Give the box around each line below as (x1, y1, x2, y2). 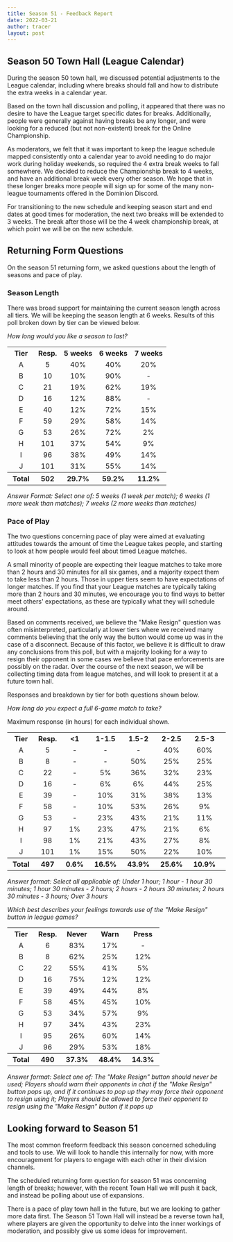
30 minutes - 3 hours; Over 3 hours (7, 892, 108, 900)
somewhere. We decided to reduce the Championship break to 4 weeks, (7, 167, 214, 176)
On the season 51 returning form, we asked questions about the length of (7, 263, 216, 272)
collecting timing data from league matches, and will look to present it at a (7, 670, 218, 678)
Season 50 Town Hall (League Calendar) (7, 55, 185, 67)
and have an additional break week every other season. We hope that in (7, 174, 212, 183)
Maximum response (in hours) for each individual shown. (7, 718, 170, 726)
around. (7, 605, 30, 613)
